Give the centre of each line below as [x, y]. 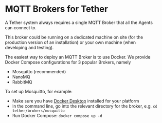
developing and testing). [29, 47]
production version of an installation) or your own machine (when [71, 42]
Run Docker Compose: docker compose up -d [57, 115]
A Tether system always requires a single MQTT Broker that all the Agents [79, 22]
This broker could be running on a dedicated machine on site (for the [74, 37]
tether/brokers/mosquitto [38, 111]
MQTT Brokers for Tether [57, 9]
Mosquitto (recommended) [39, 71]
